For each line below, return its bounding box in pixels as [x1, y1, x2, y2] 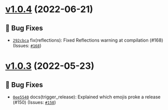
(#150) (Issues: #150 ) [12, 99, 56, 105]
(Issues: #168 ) [12, 43, 42, 49]
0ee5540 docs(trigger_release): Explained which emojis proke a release [12, 94, 161, 100]
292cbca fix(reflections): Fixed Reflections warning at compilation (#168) [12, 37, 163, 43]
